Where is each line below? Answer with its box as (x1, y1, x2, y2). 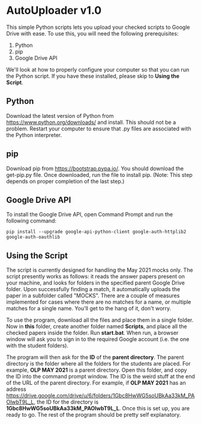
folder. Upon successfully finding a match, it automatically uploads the (6, 286, 181, 293)
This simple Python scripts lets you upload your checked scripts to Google (6, 23, 190, 31)
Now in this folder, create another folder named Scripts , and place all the (6, 323, 187, 330)
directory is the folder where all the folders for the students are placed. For (6, 360, 191, 367)
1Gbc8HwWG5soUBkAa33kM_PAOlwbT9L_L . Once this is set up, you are (6, 405, 190, 412)
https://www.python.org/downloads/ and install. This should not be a (6, 118, 176, 126)
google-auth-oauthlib (6, 234, 61, 241)
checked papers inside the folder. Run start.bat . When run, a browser (6, 329, 179, 337)
